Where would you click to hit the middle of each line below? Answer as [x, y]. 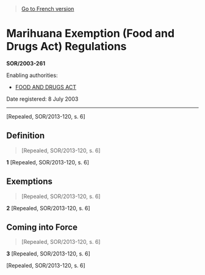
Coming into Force [42, 227]
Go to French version [48, 9]
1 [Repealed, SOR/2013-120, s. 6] [48, 162]
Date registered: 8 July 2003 [42, 99]
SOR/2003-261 [26, 63]
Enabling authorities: [32, 75]
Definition [25, 136]
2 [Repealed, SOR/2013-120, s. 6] [48, 208]
